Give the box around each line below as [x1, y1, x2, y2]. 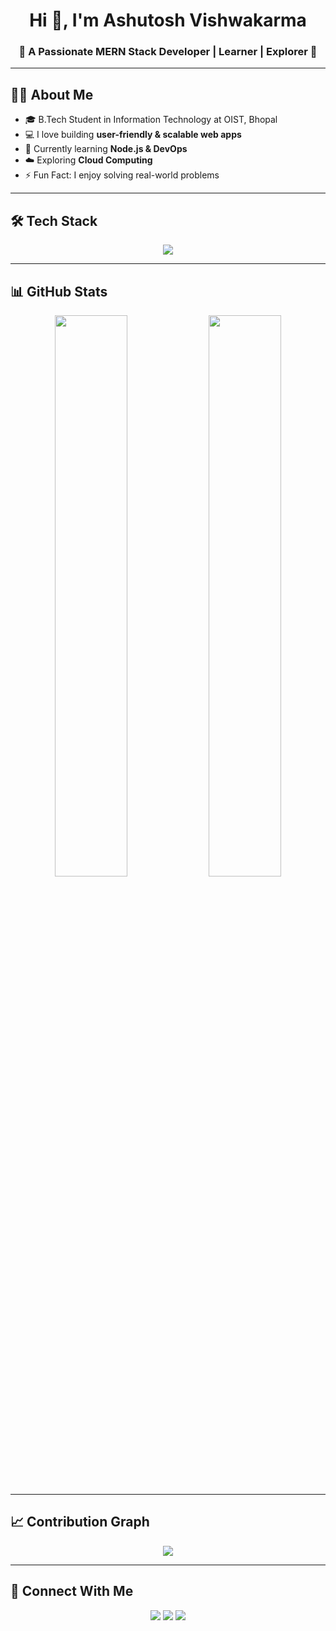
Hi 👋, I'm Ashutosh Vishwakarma [29, 9, 307, 32]
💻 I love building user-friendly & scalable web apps [24, 129, 242, 141]
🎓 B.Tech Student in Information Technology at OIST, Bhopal [24, 114, 278, 126]
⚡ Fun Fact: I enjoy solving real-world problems [24, 169, 220, 181]
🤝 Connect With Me [10, 1583, 134, 1600]
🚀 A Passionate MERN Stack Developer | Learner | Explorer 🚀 [18, 45, 318, 59]
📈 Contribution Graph [10, 1514, 150, 1531]
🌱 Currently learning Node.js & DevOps [24, 143, 188, 155]
